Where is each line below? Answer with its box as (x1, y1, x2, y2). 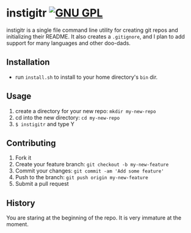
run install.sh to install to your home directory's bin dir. (15, 73, 158, 81)
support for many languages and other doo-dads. (6, 39, 131, 46)
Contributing (6, 138, 56, 148)
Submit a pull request (15, 180, 69, 188)
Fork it (15, 154, 32, 161)
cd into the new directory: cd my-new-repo (15, 114, 120, 121)
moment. (6, 221, 29, 228)
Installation (6, 57, 50, 67)
